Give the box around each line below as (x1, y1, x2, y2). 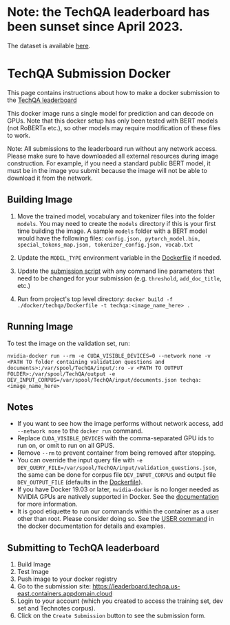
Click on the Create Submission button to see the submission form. (17, 611, 207, 620)
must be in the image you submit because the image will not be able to (7, 166, 208, 174)
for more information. (17, 500, 78, 509)
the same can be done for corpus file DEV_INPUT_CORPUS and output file (17, 471, 216, 479)
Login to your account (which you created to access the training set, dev (17, 597, 224, 605)
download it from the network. (7, 174, 93, 182)
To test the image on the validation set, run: (7, 339, 130, 347)
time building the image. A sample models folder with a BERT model (17, 227, 208, 235)
